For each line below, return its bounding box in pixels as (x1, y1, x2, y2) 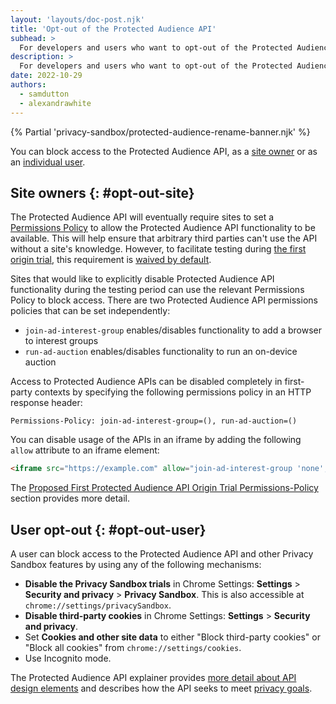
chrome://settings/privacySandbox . (24, 599, 172, 611)
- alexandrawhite (19, 98, 92, 108)
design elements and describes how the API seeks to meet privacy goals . (10, 682, 313, 694)
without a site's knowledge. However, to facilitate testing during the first (10, 243, 307, 255)
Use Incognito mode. (24, 652, 112, 664)
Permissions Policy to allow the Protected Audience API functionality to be (10, 222, 316, 234)
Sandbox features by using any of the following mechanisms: (10, 559, 262, 570)
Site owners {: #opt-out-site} (10, 184, 195, 201)
